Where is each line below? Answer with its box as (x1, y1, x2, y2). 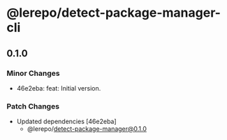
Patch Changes (6, 101, 60, 111)
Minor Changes (6, 68, 60, 78)
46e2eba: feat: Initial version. (16, 84, 101, 92)
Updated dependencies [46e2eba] (16, 117, 117, 126)
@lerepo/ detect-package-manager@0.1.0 (27, 125, 147, 133)
